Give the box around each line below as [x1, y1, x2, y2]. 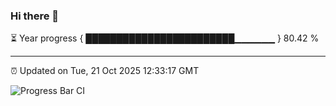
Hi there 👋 [10, 9, 60, 23]
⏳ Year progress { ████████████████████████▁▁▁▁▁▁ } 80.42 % [10, 32, 320, 44]
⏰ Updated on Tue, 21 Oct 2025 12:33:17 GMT [10, 65, 200, 77]
